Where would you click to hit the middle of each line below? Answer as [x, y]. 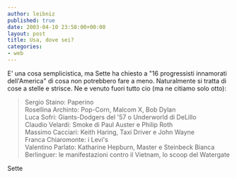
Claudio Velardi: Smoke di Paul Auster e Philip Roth [99, 124]
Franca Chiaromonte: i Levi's [66, 139]
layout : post [27, 34]
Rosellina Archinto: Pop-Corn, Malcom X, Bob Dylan [100, 109]
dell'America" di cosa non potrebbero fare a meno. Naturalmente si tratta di [117, 81]
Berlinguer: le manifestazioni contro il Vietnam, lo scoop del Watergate [127, 154]
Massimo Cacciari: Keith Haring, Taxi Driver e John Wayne [109, 132]
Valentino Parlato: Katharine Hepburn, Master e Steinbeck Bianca [120, 147]
